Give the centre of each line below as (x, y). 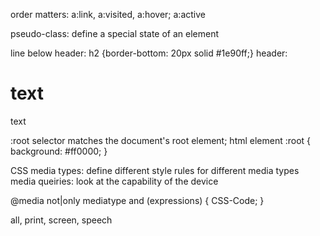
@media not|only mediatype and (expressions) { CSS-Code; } (137, 200)
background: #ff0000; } (59, 151)
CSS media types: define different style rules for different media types (155, 170)
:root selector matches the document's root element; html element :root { (161, 140)
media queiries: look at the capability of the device (114, 181)
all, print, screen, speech (61, 220)
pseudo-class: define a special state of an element (115, 33)
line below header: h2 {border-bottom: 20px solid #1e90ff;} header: (149, 53)
